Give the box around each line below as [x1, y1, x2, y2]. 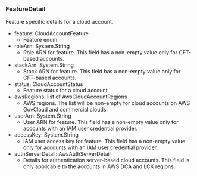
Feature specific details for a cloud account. [5, 18, 114, 26]
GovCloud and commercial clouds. [23, 106, 108, 113]
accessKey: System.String [14, 131, 79, 138]
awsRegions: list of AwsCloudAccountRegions [14, 93, 127, 100]
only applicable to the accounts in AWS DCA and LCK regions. [23, 163, 176, 170]
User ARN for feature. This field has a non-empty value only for [23, 119, 179, 126]
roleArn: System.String [14, 42, 70, 50]
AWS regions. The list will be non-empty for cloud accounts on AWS [23, 100, 190, 107]
